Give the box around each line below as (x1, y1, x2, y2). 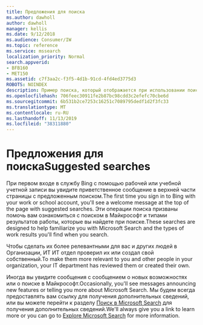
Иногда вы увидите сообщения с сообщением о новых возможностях (6, 274, 187, 281)
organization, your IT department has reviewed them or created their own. (6, 262, 190, 269)
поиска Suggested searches (6, 160, 151, 174)
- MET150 (6, 71, 28, 77)
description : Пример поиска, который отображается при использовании (6, 87, 185, 93)
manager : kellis (6, 25, 47, 32)
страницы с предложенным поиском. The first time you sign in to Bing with (6, 192, 196, 200)
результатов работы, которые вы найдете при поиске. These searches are (6, 218, 195, 226)
